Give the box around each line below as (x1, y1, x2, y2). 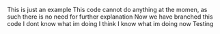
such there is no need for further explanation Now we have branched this (7, 13, 213, 21)
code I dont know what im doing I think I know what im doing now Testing (7, 20, 214, 27)
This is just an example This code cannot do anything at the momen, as (7, 6, 208, 13)
